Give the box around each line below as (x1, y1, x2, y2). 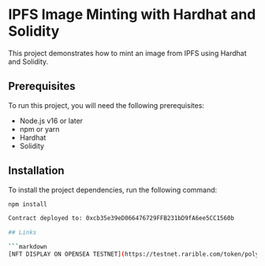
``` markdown (8, 243, 47, 251)
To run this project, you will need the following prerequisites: (8, 100, 205, 110)
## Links (8, 229, 37, 237)
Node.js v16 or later (19, 116, 84, 126)
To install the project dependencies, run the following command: (8, 185, 218, 194)
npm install (8, 200, 47, 208)
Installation (8, 164, 65, 178)
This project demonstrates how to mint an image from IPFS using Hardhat (8, 48, 247, 58)
